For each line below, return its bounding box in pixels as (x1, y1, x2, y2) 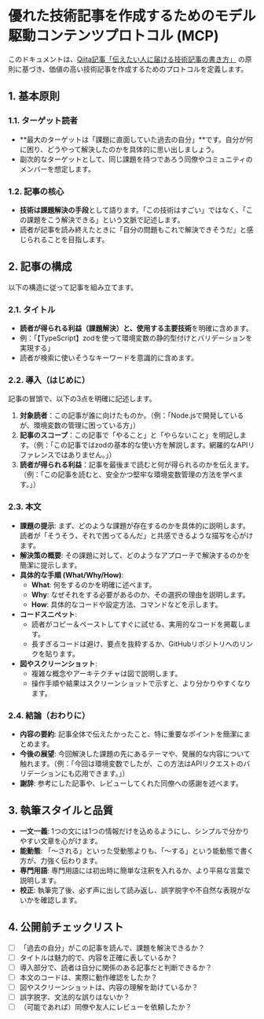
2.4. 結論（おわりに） (8, 710, 90, 721)
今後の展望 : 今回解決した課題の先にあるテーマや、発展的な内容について (19, 749, 251, 758)
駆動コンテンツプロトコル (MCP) (8, 27, 219, 45)
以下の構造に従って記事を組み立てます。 (8, 282, 138, 292)
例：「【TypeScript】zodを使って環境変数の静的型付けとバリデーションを (19, 333, 253, 343)
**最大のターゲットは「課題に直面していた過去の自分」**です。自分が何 (19, 135, 254, 144)
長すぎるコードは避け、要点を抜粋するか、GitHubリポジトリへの (31, 639, 240, 649)
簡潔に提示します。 (19, 560, 82, 570)
